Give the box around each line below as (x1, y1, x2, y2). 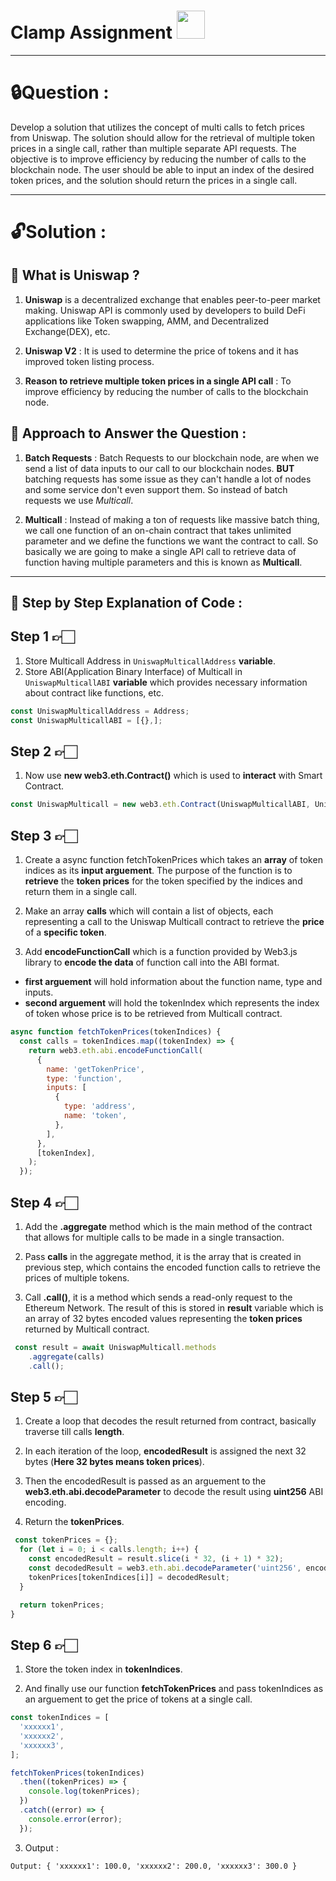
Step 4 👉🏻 (10, 1194, 78, 1211)
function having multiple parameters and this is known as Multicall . (24, 556, 303, 568)
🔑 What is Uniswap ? (10, 267, 140, 284)
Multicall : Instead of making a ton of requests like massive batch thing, (24, 513, 320, 525)
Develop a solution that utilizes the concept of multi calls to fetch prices (10, 121, 305, 133)
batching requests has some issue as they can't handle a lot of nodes (24, 473, 312, 485)
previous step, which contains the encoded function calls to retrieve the (24, 1261, 321, 1273)
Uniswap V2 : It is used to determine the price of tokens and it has (24, 345, 299, 357)
